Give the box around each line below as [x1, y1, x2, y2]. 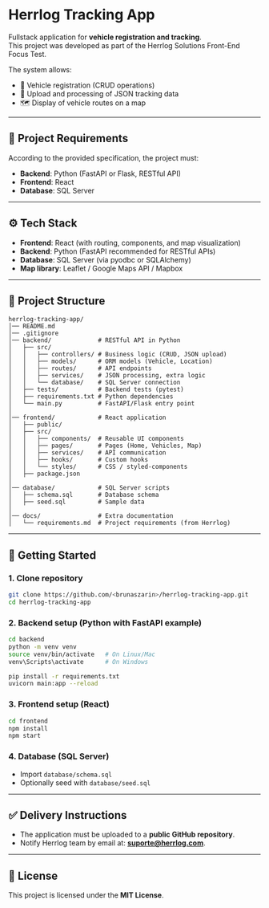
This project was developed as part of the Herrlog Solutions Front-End [8, 40, 240, 50]
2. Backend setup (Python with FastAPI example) [8, 617, 203, 628]
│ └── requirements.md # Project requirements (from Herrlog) [8, 519, 231, 527]
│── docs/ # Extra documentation [8, 512, 174, 520]
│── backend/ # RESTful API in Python [8, 336, 181, 344]
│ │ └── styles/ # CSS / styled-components [8, 463, 188, 471]
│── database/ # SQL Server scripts [8, 484, 171, 492]
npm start [8, 732, 42, 740]
